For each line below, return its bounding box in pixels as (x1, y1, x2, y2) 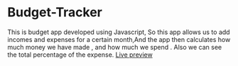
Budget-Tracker (7, 4, 103, 21)
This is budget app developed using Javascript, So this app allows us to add (7, 28, 230, 36)
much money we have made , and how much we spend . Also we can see (7, 43, 222, 51)
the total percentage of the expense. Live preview (7, 50, 153, 59)
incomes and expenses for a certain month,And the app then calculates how (7, 35, 231, 43)
